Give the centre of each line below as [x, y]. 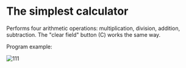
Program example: [30, 47]
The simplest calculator [67, 11]
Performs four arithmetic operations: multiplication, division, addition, [93, 28]
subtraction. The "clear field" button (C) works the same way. [84, 34]
